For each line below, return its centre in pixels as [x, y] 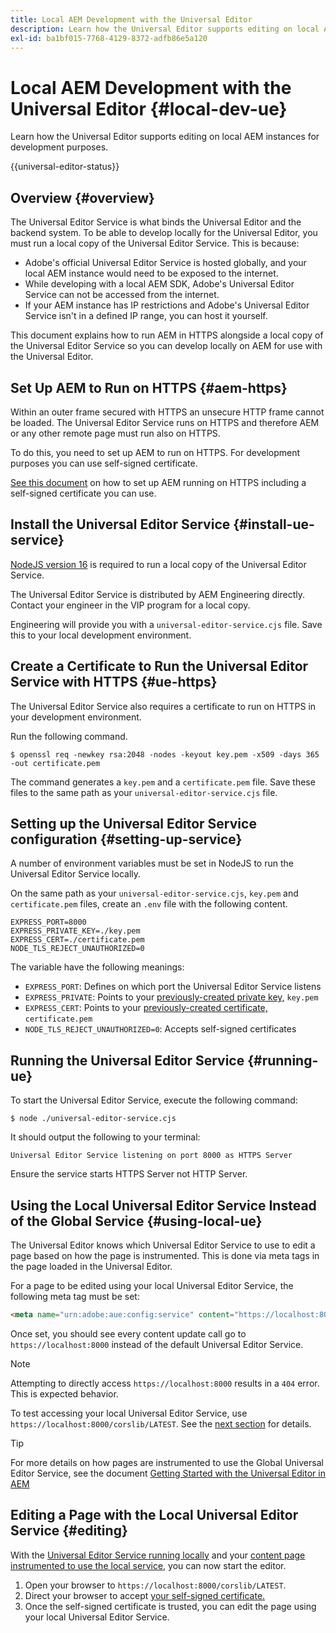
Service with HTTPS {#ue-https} [114, 682]
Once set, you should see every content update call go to [128, 1333]
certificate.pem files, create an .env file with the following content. [149, 904]
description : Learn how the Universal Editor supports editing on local [165, 29]
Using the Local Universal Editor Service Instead [163, 1205]
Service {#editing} [69, 1531]
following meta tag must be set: [75, 1296]
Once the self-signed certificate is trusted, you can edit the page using [170, 1606]
